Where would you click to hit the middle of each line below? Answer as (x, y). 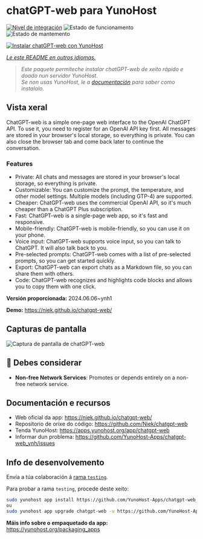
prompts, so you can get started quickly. (65, 261)
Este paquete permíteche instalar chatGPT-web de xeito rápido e (102, 69)
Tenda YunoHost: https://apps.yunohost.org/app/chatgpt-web (92, 430)
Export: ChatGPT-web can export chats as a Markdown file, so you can (103, 267)
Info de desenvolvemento (55, 462)
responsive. (30, 222)
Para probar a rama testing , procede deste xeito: (68, 489)
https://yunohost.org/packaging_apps (53, 529)
